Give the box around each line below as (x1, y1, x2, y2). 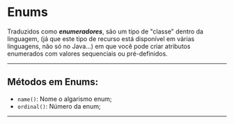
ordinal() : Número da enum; (17, 102, 101, 110)
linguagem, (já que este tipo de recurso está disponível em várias (7, 34, 195, 42)
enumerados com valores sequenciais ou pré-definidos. (7, 49, 169, 58)
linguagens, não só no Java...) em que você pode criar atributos (7, 42, 191, 50)
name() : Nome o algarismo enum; (17, 95, 113, 103)
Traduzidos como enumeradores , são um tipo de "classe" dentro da (7, 27, 204, 36)
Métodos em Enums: (7, 76, 99, 88)
